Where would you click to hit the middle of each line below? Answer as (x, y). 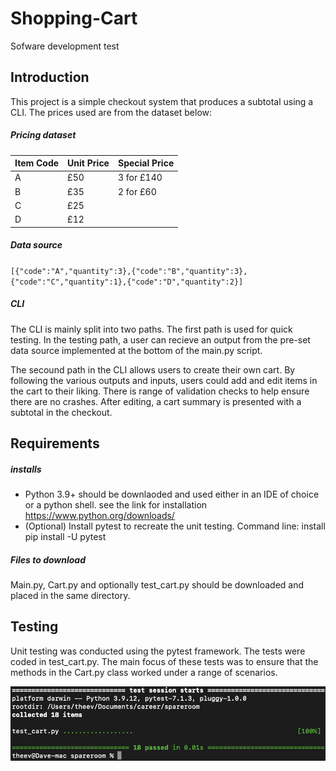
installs (26, 469)
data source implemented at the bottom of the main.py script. (136, 350)
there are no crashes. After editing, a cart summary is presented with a (156, 401)
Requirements (55, 443)
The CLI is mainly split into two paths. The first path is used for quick (151, 329)
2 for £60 (137, 191)
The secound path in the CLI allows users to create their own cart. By (153, 369)
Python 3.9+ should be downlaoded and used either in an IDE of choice (172, 494)
